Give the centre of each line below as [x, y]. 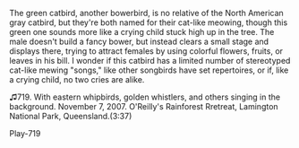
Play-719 [25, 133]
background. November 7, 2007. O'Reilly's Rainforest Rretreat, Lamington [144, 106]
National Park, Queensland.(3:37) [71, 116]
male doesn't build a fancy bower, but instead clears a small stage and [139, 41]
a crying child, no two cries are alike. [77, 79]
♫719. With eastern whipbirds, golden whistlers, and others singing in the [145, 97]
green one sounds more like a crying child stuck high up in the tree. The [142, 32]
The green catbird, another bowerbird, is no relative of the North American [146, 13]
